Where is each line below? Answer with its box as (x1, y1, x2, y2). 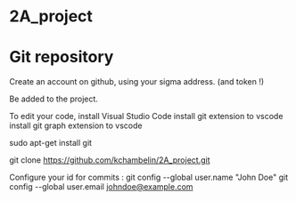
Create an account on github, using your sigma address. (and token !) (9, 76, 265, 87)
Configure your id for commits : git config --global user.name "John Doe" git (9, 172, 288, 183)
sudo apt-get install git (9, 138, 92, 149)
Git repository (9, 47, 114, 68)
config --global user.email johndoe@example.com (9, 181, 193, 192)
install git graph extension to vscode (9, 120, 143, 131)
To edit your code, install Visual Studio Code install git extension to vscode (9, 111, 284, 122)
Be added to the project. (9, 93, 98, 104)
